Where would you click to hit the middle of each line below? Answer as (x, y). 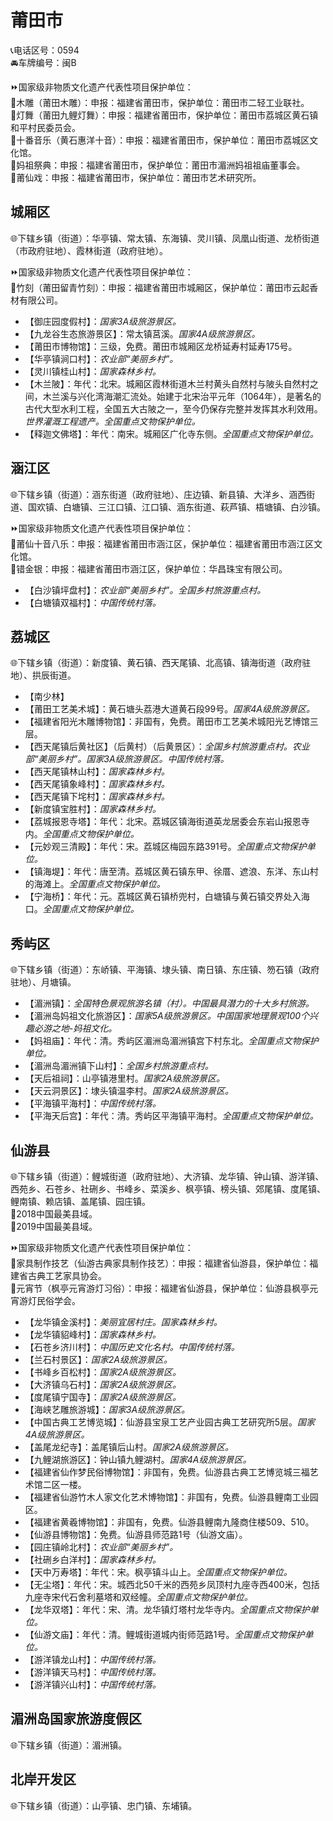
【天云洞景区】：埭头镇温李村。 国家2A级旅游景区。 (129, 1091)
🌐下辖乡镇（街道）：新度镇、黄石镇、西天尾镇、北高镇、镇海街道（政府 (156, 663)
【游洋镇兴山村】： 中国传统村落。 (93, 1684)
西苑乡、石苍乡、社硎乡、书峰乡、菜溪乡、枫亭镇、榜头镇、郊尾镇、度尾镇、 (168, 1189)
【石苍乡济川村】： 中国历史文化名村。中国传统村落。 (132, 1347)
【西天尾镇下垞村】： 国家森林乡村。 (97, 797)
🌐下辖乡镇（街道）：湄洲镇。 (69, 1745)
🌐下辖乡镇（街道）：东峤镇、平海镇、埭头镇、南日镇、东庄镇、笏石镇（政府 (165, 970)
